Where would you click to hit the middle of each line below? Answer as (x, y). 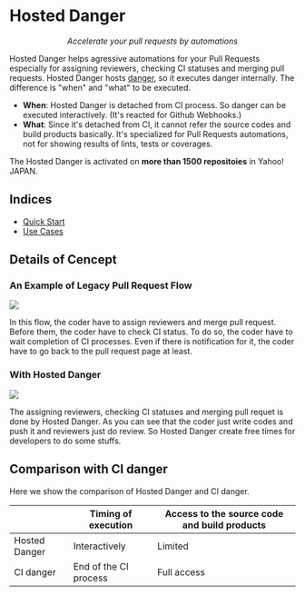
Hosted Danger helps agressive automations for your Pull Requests (135, 58)
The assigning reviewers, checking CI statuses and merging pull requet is (147, 412)
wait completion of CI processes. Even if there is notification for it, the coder (152, 342)
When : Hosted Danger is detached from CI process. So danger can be (154, 104)
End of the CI (101, 566)
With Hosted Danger (55, 375)
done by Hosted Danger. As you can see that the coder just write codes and (151, 421)
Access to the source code (224, 513)
